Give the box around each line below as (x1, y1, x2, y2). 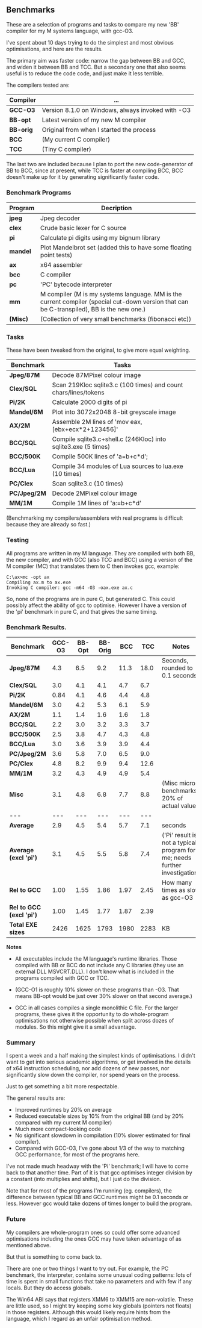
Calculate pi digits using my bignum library (40, 234, 161, 242)
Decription (101, 204, 132, 213)
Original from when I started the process (41, 125, 156, 134)
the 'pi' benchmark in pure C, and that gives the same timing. (6, 608, 158, 615)
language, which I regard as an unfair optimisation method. (6, 1315, 152, 1322)
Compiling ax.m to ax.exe (6, 579, 71, 585)
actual (161, 802, 179, 809)
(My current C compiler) (41, 135, 110, 143)
